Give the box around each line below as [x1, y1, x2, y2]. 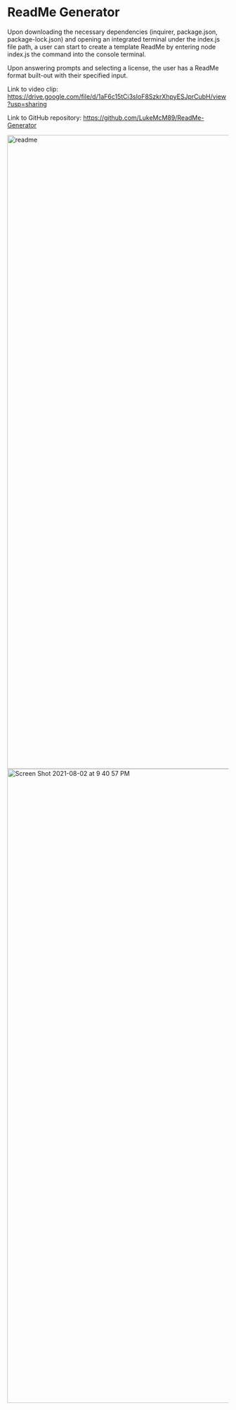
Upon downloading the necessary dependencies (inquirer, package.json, [7, 27, 218, 36]
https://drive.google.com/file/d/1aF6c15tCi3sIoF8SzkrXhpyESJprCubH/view [7, 92, 227, 101]
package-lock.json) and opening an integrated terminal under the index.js [7, 35, 220, 43]
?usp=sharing [7, 99, 47, 108]
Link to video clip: [7, 85, 58, 93]
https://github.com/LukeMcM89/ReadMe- [83, 113, 204, 122]
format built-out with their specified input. [7, 71, 129, 80]
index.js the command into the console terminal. [7, 50, 146, 58]
